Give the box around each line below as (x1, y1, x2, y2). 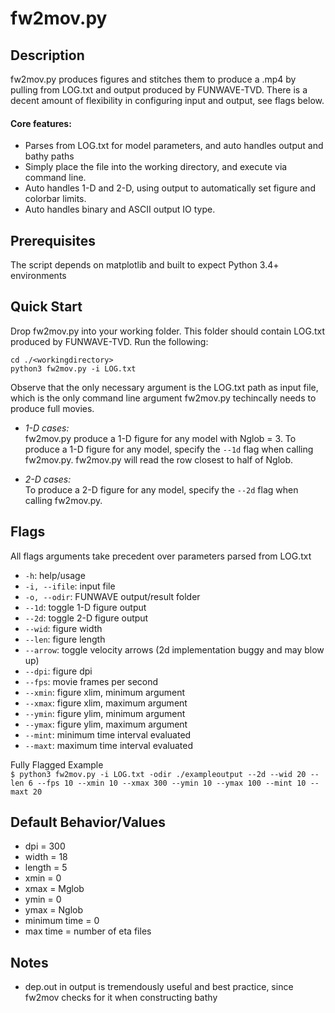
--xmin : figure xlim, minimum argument (24, 686, 186, 698)
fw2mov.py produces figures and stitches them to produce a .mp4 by (10, 73, 297, 85)
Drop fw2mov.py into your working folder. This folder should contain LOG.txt (10, 325, 326, 337)
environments (10, 270, 67, 282)
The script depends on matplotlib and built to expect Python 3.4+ (10, 259, 280, 271)
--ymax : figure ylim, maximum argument (24, 718, 188, 730)
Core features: (10, 117, 72, 129)
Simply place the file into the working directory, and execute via (24, 161, 288, 173)
